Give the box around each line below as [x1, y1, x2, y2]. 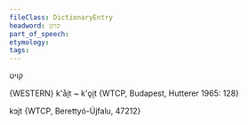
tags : [9, 46, 29, 55]
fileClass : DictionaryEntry [9, 12, 114, 22]
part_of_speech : [9, 29, 69, 38]
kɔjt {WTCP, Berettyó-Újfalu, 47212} [9, 105, 141, 116]
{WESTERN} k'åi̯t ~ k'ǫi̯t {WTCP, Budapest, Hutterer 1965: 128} [9, 88, 240, 98]
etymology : [9, 37, 50, 47]
